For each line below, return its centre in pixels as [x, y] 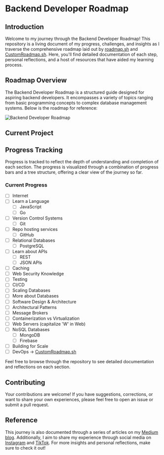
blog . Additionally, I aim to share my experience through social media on [78, 437]
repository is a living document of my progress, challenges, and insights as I [82, 44]
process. [14, 65]
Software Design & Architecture [44, 302]
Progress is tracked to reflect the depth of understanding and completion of [82, 162]
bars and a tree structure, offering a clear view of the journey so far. [74, 172]
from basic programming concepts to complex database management [76, 103]
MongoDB [30, 335]
